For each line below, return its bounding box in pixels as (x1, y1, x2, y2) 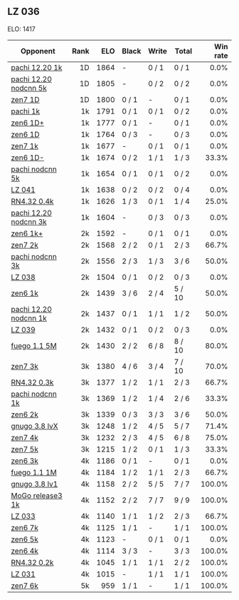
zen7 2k (11, 240, 39, 250)
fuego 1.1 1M (11, 467, 57, 477)
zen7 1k (11, 141, 39, 151)
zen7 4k (11, 432, 39, 442)
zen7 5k (11, 444, 39, 454)
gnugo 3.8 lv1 (11, 479, 58, 489)
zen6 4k (11, 546, 39, 556)
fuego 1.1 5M (11, 340, 57, 350)
